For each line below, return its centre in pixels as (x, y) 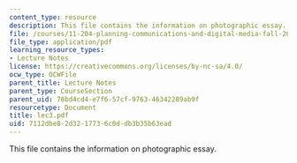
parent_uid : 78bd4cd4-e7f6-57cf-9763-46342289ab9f (104, 99)
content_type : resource (53, 17)
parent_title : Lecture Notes (63, 83)
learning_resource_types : (57, 50)
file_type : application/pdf (61, 42)
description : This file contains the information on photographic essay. (148, 26)
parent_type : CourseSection (61, 91)
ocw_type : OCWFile (43, 75)
